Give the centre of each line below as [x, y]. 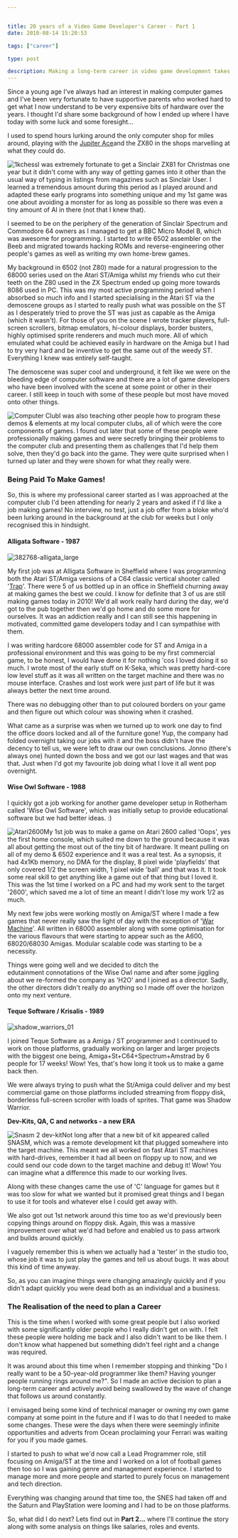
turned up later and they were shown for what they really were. [99, 461]
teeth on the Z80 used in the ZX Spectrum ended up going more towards [114, 283]
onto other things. [33, 402]
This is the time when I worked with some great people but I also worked [114, 1322]
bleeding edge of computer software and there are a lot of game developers [119, 379]
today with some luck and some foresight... [70, 122]
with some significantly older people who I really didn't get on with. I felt [113, 1330]
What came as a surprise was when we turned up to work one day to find [115, 725]
